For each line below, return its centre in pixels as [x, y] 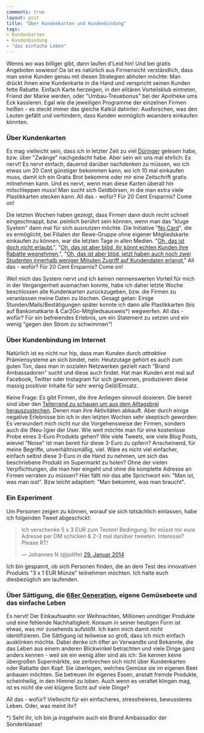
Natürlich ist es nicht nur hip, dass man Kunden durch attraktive [86, 353]
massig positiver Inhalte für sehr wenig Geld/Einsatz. [72, 386]
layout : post [23, 18]
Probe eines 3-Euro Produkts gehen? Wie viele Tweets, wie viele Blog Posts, [102, 436]
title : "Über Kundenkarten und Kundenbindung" [66, 23]
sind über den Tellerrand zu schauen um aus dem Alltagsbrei [83, 404]
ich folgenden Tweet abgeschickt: [49, 518]
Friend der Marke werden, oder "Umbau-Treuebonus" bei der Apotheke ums [102, 96]
